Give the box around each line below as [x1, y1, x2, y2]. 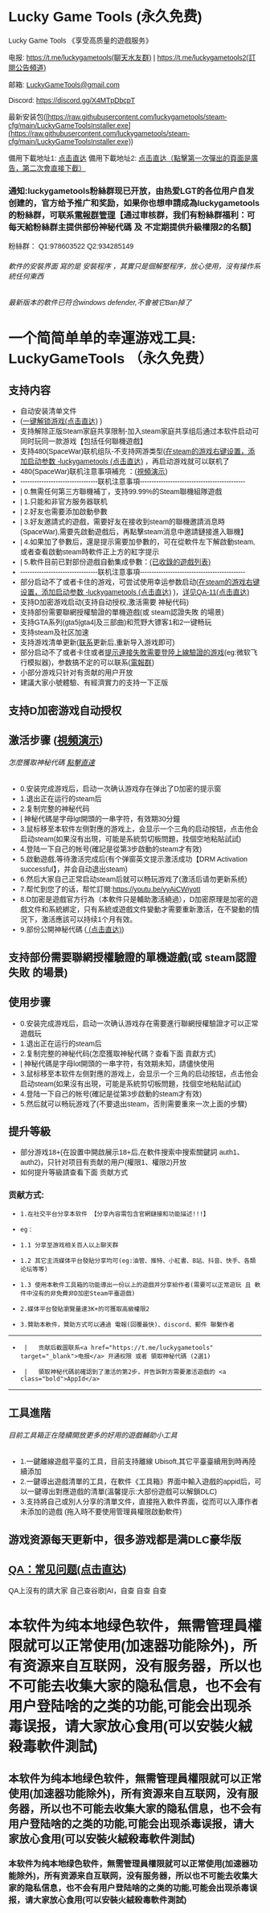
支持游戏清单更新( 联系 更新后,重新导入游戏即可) [19, 638, 175, 648]
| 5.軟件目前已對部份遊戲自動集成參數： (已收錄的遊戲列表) [19, 557, 211, 567]
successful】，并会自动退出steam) [19, 865, 128, 874]
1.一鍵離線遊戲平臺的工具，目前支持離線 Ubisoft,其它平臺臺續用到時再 [19, 1457, 249, 1467]
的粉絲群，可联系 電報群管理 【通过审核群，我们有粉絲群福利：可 [8, 210, 256, 220]
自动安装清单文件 [19, 407, 77, 416]
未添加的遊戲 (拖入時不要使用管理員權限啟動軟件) [19, 1508, 182, 1516]
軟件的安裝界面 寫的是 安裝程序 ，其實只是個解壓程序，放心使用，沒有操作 [8, 261, 254, 270]
